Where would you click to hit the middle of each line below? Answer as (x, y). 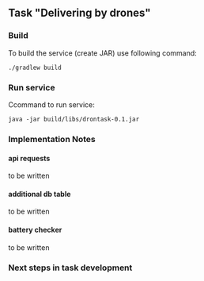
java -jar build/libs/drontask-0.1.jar (74, 119)
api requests (29, 158)
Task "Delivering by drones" (80, 13)
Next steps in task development (70, 268)
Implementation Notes (52, 139)
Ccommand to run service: (51, 104)
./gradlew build (35, 67)
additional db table (40, 194)
